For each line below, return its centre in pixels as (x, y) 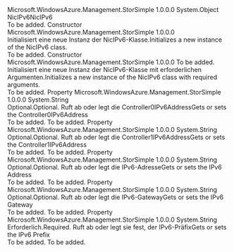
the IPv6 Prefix (29, 235)
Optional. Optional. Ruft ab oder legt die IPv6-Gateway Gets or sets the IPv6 (116, 197)
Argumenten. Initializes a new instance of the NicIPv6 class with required (112, 77)
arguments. (24, 85)
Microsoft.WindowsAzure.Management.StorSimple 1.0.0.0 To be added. (111, 62)
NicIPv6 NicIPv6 (30, 17)
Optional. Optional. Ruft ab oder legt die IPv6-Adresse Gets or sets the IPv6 (115, 167)
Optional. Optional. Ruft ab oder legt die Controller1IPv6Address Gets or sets (116, 137)
